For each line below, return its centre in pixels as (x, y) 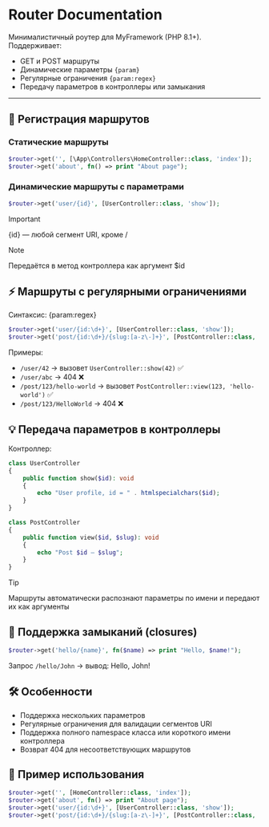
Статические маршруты (58, 142)
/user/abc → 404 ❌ (52, 377)
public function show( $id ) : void (78, 478)
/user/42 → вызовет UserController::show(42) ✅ (102, 368)
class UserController (44, 463)
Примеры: (26, 353)
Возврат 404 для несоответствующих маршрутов (105, 749)
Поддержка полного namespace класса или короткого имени (125, 732)
